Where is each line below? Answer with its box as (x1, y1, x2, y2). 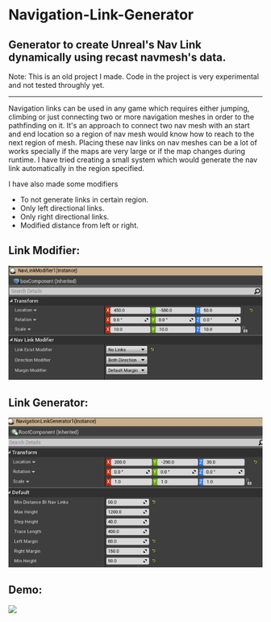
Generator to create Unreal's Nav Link (8, 38, 202, 52)
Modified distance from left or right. (19, 220, 139, 230)
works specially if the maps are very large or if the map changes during (8, 147, 246, 156)
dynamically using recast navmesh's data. (8, 50, 227, 64)
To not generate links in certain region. (19, 195, 149, 204)
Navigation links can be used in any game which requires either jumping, (8, 103, 250, 113)
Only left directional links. (19, 203, 105, 213)
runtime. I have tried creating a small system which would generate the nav (8, 155, 258, 165)
